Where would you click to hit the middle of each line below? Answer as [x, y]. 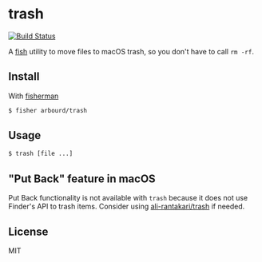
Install [24, 77]
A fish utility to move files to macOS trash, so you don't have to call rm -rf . [131, 51]
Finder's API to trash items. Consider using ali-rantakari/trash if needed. [127, 206]
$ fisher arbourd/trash [48, 110]
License [28, 231]
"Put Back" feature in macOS [82, 179]
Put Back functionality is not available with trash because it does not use [128, 198]
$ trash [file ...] [41, 154]
